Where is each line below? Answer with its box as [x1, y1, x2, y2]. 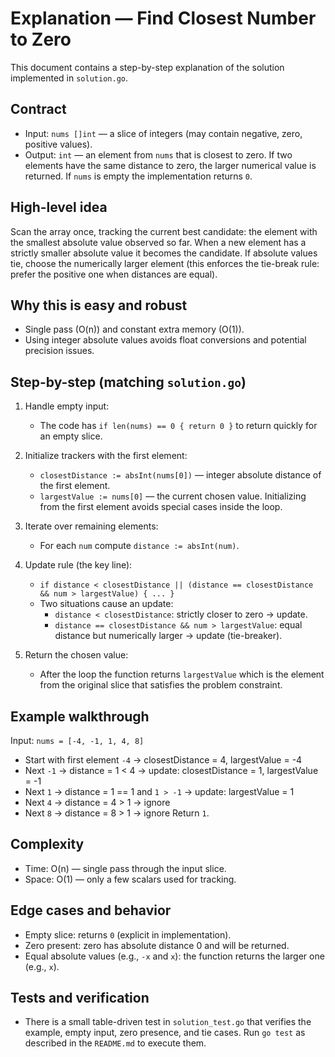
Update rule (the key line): [24, 559, 133, 571]
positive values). [24, 138, 93, 150]
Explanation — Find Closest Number [10, 7, 317, 30]
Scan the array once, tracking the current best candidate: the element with [10, 225, 318, 237]
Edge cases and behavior [10, 902, 172, 919]
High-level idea [10, 199, 108, 216]
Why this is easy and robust [10, 297, 188, 314]
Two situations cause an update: [39, 598, 174, 610]
